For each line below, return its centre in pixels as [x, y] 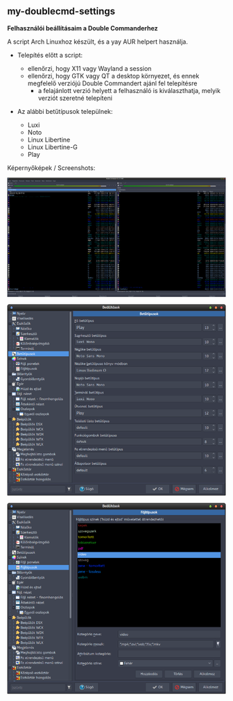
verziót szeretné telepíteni [75, 98]
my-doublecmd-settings [61, 11]
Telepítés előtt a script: [50, 55]
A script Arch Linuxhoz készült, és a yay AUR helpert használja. [98, 42]
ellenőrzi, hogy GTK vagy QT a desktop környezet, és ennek [113, 76]
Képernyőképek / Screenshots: [51, 168]
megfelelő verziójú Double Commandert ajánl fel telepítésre [112, 83]
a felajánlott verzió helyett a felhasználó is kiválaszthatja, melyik [129, 90]
